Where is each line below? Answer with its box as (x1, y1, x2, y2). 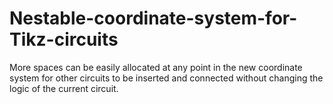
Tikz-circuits (9, 28, 119, 51)
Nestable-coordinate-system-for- (9, 7, 298, 30)
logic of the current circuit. (9, 82, 119, 94)
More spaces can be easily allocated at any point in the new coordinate (9, 61, 303, 73)
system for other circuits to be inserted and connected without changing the (9, 72, 324, 84)
